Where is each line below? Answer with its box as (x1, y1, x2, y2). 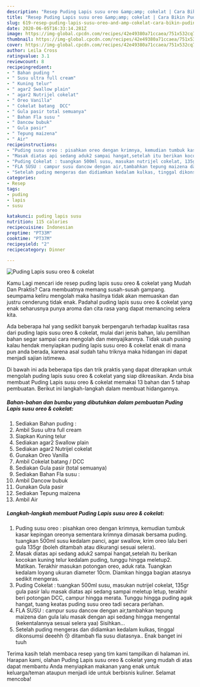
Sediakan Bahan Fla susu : (15, 471, 80, 478)
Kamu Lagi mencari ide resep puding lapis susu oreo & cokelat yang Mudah (7, 279, 192, 287)
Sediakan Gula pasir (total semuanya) (15, 464, 107, 471)
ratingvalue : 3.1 (7, 53, 50, 59)
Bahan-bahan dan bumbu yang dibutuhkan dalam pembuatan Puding (7, 399, 183, 406)
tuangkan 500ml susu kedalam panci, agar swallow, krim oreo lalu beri (15, 537, 188, 545)
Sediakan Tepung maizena (15, 490, 81, 497)
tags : (7, 186, 20, 192)
